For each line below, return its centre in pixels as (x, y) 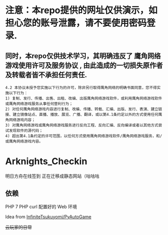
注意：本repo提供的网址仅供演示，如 (81, 10)
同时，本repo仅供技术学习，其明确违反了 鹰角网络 (83, 56)
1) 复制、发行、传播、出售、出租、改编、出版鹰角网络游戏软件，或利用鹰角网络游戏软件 (84, 99)
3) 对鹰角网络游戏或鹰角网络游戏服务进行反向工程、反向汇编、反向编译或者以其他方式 (82, 125)
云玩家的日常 (18, 227)
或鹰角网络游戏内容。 (24, 142)
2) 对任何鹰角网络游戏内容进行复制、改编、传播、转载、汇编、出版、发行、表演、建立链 (84, 109)
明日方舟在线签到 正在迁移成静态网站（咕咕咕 (52, 176)
